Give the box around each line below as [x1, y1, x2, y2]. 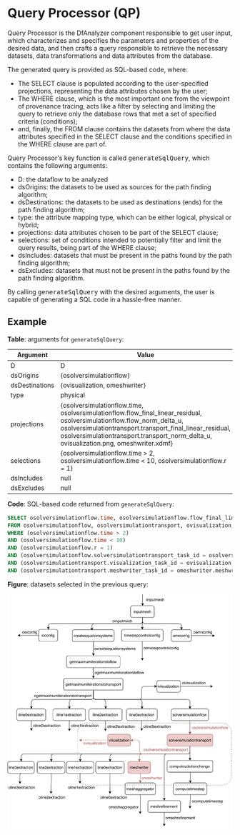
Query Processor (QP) [7, 5, 141, 21]
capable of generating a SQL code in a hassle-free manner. [7, 295, 182, 304]
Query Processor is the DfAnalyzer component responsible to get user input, [7, 29, 233, 37]
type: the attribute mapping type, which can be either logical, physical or [17, 213, 232, 221]
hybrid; [17, 220, 39, 229]
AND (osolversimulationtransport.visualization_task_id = [7, 559, 184, 566]
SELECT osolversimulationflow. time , [7, 514, 116, 521]
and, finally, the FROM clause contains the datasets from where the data [17, 124, 231, 133]
